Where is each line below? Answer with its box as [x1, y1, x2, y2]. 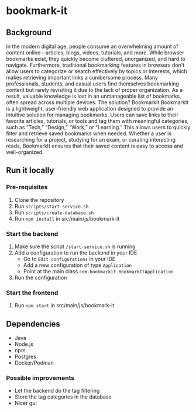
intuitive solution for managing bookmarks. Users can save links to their [6, 111, 178, 118]
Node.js [14, 341, 34, 348]
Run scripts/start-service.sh [14, 202, 89, 210]
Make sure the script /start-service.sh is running [14, 243, 136, 250]
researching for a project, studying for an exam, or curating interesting [6, 136, 176, 143]
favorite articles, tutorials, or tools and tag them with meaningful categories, [6, 118, 189, 124]
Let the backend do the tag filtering [14, 387, 100, 394]
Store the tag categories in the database [14, 393, 112, 400]
